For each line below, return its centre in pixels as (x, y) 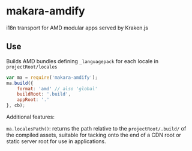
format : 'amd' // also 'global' (57, 88)
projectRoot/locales (32, 67)
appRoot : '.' (33, 100)
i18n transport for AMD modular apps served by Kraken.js (77, 28)
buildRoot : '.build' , (44, 94)
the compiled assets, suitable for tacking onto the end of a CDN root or (94, 135)
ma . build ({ (20, 83)
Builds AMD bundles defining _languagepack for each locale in (82, 61)
